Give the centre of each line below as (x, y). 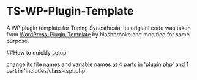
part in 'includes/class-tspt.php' (46, 70)
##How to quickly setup (36, 52)
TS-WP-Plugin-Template (70, 11)
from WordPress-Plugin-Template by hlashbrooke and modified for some (98, 34)
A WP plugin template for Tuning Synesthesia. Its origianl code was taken (98, 28)
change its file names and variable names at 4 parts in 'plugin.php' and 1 (98, 64)
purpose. (18, 41)
